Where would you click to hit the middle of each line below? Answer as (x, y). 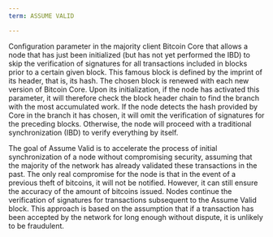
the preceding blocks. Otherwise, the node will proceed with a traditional (130, 123)
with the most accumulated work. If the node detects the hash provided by (133, 106)
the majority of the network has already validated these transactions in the (133, 165)
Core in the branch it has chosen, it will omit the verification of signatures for (136, 115)
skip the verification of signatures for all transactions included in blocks (128, 63)
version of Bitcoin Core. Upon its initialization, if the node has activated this (134, 89)
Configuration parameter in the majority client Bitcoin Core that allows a (128, 46)
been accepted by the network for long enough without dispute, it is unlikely (136, 217)
